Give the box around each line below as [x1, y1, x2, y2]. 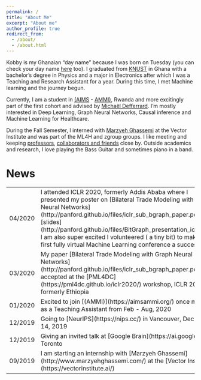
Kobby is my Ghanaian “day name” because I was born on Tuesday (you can [6, 58, 194, 66]
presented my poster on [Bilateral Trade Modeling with [41, 195, 194, 204]
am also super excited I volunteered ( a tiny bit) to [44, 232, 183, 241]
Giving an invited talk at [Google [41, 331, 130, 340]
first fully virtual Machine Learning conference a [41, 240, 176, 249]
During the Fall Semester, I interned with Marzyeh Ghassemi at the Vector [6, 127, 187, 134]
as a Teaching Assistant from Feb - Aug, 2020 [41, 304, 172, 313]
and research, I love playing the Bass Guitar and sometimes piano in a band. [6, 145, 193, 153]
